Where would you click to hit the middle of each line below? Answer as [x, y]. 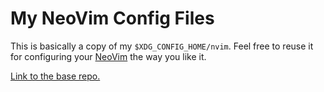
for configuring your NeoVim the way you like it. [108, 56]
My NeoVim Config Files [112, 18]
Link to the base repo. [55, 76]
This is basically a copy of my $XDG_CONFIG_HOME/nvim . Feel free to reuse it [162, 46]
